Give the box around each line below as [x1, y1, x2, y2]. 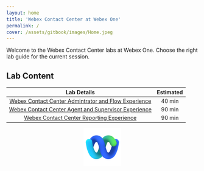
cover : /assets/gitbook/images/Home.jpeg [6, 29, 113, 35]
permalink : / [6, 23, 40, 29]
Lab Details [66, 88, 96, 96]
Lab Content [6, 71, 54, 81]
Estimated [157, 88, 183, 96]
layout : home [6, 10, 40, 16]
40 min [161, 97, 179, 105]
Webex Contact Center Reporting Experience [24, 114, 137, 122]
